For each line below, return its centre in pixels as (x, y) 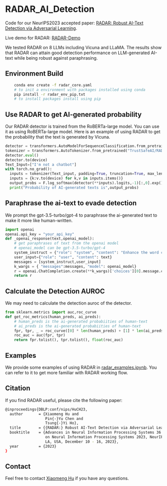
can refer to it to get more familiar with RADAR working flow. (67, 373)
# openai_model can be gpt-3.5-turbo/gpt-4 (60, 248)
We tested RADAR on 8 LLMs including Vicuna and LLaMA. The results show (83, 47)
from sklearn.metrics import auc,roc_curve (51, 312)
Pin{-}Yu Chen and (64, 418)
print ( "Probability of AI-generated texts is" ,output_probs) (74, 187)
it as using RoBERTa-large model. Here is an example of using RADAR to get (83, 132)
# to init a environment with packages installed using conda (80, 90)
